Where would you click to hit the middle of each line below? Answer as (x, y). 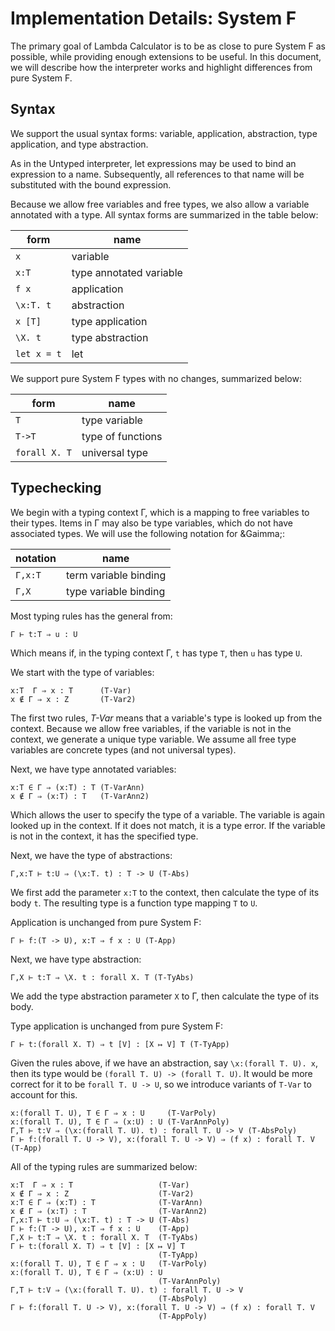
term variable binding (116, 575)
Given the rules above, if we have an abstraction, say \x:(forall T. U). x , (164, 1063)
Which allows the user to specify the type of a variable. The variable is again (168, 814)
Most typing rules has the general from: (91, 616)
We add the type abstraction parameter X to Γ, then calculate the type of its (165, 996)
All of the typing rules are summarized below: (104, 1166)
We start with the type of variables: (82, 672)
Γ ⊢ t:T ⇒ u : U (44, 634)
